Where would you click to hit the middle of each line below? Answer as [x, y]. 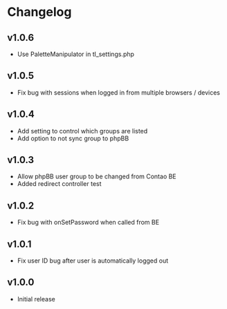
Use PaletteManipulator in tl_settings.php [76, 54]
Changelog [39, 12]
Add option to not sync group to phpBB [73, 138]
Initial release [36, 299]
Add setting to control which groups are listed [82, 131]
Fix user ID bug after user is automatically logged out [92, 261]
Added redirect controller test [59, 184]
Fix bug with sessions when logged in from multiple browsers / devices [118, 92]
